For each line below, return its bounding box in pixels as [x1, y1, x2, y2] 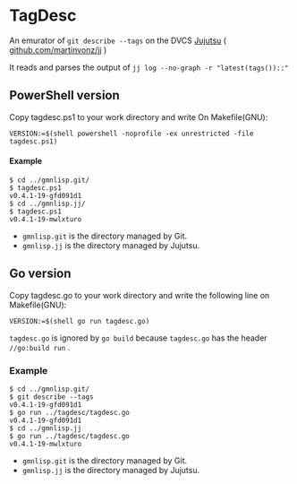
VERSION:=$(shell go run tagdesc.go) [9, 316, 150, 325]
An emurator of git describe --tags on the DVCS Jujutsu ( [9, 35, 226, 46]
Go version [9, 266, 72, 281]
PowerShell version [9, 88, 121, 103]
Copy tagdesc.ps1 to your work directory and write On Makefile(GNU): [9, 111, 268, 122]
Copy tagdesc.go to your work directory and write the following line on [9, 290, 270, 300]
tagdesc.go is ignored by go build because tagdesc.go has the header [9, 333, 267, 343]
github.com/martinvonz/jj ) [9, 44, 107, 55]
